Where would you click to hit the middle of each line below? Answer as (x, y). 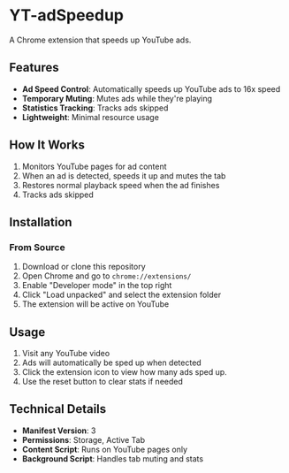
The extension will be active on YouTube (95, 304)
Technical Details (58, 409)
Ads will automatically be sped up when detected (111, 362)
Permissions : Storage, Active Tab (84, 439)
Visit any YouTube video (66, 354)
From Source (37, 247)
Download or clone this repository (84, 267)
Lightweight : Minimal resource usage (90, 117)
